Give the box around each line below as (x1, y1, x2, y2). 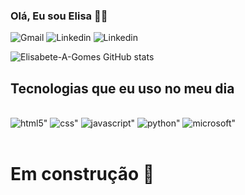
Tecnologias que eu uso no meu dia (10, 80, 235, 97)
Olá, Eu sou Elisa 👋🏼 (10, 9, 108, 23)
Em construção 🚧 (10, 163, 155, 186)
